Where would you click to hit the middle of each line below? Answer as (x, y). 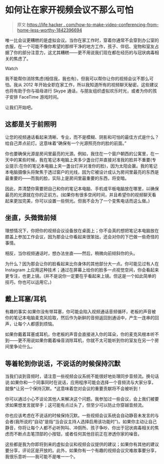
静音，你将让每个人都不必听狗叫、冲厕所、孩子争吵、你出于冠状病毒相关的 (80, 428)
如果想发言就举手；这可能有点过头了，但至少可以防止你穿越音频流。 (78, 405)
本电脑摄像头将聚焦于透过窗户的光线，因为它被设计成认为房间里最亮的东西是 (82, 172)
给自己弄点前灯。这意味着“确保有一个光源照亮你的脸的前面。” (66, 143)
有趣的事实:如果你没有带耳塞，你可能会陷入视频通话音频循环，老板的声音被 (81, 311)
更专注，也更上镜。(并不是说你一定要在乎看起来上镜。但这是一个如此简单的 (81, 276)
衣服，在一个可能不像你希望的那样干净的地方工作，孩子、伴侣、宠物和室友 (80, 46)
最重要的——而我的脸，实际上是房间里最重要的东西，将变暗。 (67, 178)
